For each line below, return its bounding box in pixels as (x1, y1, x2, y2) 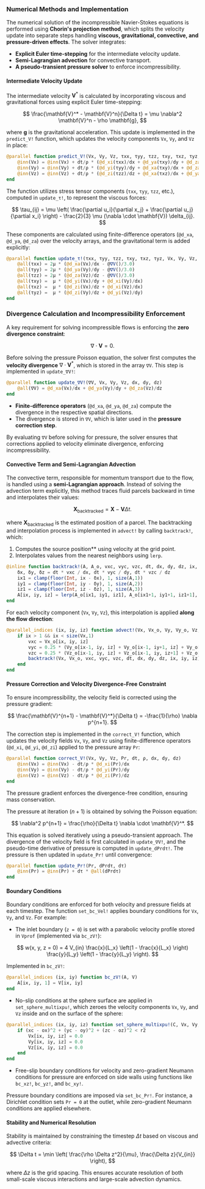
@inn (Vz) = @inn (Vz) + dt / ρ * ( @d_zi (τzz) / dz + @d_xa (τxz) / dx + (17, 170, 184, 176)
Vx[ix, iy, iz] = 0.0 (28, 1033, 84, 1039)
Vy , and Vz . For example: (6, 914, 67, 921)
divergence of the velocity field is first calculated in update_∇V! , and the (6, 838, 186, 845)
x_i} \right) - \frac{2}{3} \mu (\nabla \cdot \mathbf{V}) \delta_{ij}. (31, 212, 195, 219)
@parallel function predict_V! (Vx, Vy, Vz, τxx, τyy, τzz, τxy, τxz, (6, 154, 187, 160)
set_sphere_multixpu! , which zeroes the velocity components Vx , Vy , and (15, 1003, 198, 1011)
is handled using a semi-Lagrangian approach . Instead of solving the (6, 481, 182, 488)
